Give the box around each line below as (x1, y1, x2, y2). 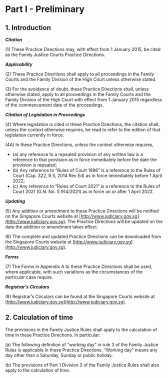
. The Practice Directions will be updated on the (64, 218, 163, 224)
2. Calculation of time (5, 313, 73, 322)
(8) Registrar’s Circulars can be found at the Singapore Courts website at (5, 293, 155, 299)
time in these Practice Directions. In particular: (5, 331, 101, 338)
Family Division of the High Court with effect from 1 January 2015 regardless (5, 96, 162, 102)
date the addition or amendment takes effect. (5, 224, 98, 229)
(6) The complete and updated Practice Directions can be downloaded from (5, 233, 161, 239)
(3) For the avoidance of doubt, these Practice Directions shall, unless (5, 86, 149, 92)
